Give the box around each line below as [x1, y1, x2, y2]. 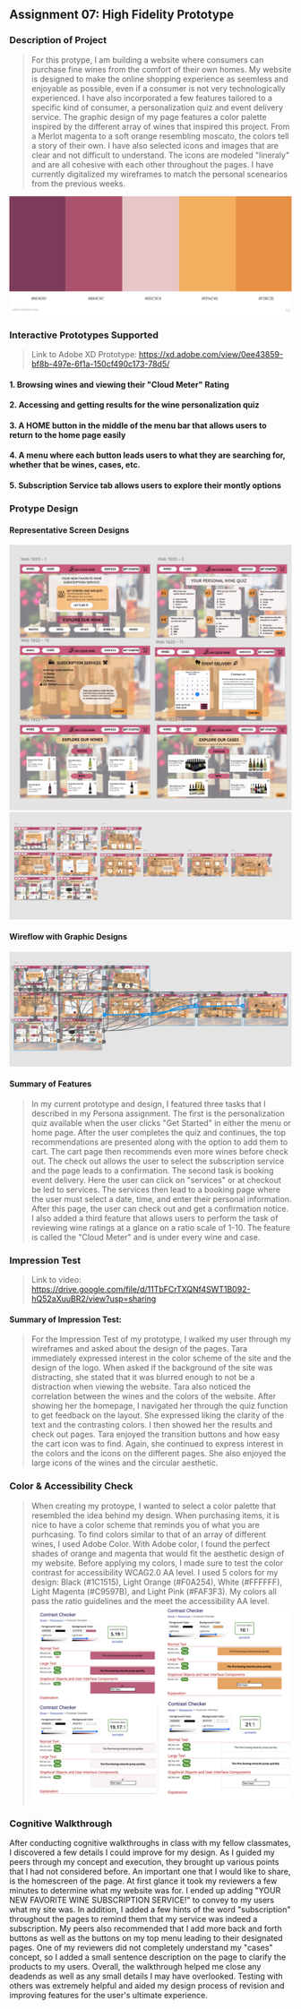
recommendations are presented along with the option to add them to [30, 1137, 288, 1147]
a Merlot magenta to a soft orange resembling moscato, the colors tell [30, 130, 289, 142]
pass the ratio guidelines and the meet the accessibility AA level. [30, 1595, 271, 1606]
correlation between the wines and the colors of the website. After [30, 1391, 276, 1402]
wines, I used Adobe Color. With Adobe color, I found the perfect [30, 1538, 271, 1549]
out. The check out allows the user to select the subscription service [30, 1155, 285, 1166]
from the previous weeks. [30, 178, 125, 189]
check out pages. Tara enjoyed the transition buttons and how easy [30, 1429, 280, 1440]
